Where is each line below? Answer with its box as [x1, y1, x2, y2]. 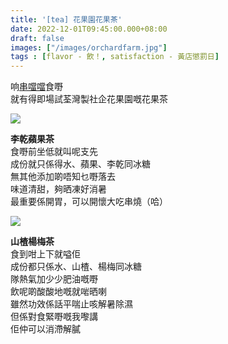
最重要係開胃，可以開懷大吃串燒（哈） [10, 196, 168, 208]
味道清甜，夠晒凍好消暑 [10, 183, 107, 195]
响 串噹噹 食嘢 [10, 81, 63, 93]
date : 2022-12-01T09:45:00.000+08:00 [10, 24, 168, 34]
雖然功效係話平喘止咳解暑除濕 [10, 298, 133, 310]
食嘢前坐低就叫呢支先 [10, 146, 98, 158]
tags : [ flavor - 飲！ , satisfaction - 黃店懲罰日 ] [10, 52, 220, 62]
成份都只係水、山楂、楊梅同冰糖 [10, 261, 142, 273]
